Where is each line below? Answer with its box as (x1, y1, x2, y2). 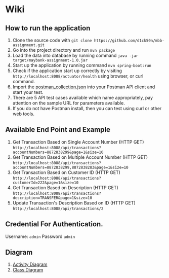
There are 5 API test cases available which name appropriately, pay (12, 95, 153, 100)
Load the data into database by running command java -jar (12, 52, 139, 58)
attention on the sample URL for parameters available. (12, 100, 125, 106)
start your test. (12, 89, 44, 95)
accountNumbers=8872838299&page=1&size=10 (12, 150, 104, 155)
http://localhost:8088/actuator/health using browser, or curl (12, 73, 144, 79)
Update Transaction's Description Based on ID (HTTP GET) (12, 199, 136, 206)
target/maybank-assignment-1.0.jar (12, 58, 88, 63)
